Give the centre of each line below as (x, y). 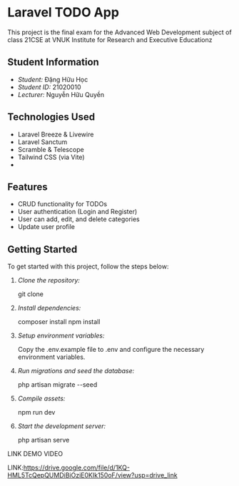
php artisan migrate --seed (57, 385)
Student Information (54, 62)
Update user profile (46, 227)
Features (27, 187)
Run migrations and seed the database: (76, 371)
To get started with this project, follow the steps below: (88, 267)
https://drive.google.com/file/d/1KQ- (77, 467)
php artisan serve (44, 440)
